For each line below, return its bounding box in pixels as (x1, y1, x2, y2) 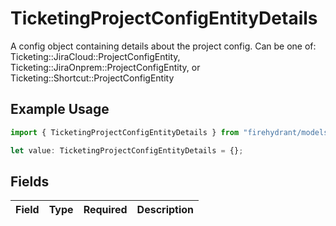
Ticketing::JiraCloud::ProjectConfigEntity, (10, 50, 181, 62)
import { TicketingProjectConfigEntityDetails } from (10, 127, 240, 137)
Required (83, 203, 128, 217)
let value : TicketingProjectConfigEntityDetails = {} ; (10, 145, 244, 156)
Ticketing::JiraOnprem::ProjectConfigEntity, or (10, 61, 201, 73)
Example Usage (10, 101, 110, 118)
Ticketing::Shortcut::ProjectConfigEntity (10, 72, 175, 84)
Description (136, 203, 195, 217)
